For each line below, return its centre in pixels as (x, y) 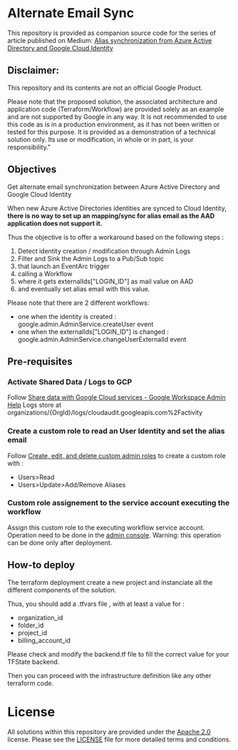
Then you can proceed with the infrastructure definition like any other (109, 675)
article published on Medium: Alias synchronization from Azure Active (110, 40)
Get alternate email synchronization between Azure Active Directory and (114, 186)
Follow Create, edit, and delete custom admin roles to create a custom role (117, 455)
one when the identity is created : (67, 316)
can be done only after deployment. (60, 542)
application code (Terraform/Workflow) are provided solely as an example (116, 109)
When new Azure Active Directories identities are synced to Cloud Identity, (117, 208)
